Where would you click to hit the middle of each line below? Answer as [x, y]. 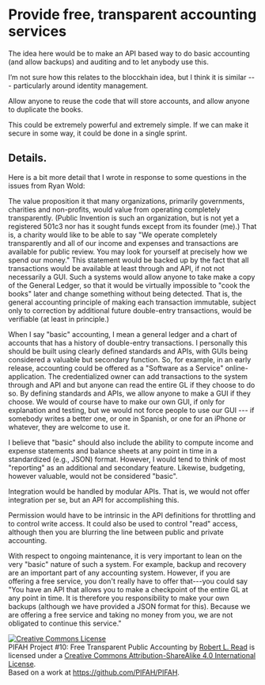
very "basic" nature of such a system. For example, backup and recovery [127, 564]
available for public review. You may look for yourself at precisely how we [128, 251]
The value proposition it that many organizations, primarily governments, [127, 201]
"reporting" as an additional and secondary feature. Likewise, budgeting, [127, 467]
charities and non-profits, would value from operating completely [114, 209]
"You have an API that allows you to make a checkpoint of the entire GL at [128, 589]
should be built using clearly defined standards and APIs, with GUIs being [128, 351]
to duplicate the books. [45, 109]
